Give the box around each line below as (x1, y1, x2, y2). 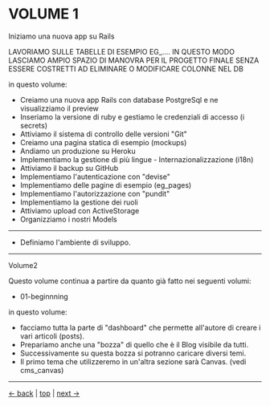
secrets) (19, 120, 48, 130)
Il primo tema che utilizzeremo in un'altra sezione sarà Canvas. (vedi (19, 356, 247, 366)
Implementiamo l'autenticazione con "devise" (19, 172, 171, 181)
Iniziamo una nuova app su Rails (8, 31, 115, 41)
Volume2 (8, 260, 38, 270)
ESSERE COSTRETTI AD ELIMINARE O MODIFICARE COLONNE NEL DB (8, 63, 243, 73)
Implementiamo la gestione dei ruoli (19, 197, 138, 207)
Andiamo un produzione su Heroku (19, 146, 136, 156)
